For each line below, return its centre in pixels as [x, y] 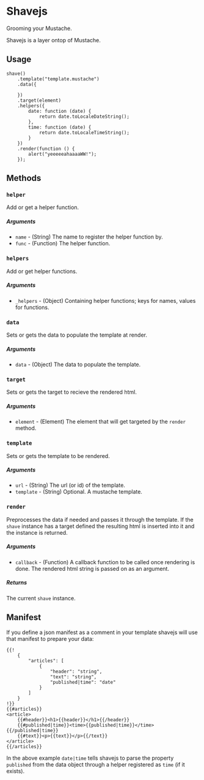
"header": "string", [76, 671]
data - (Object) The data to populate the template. [78, 364]
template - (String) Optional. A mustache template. [78, 492]
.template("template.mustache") [58, 79]
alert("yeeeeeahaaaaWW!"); [63, 154]
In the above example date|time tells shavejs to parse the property [90, 758]
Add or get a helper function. [43, 207]
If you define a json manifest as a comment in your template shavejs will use [102, 632]
